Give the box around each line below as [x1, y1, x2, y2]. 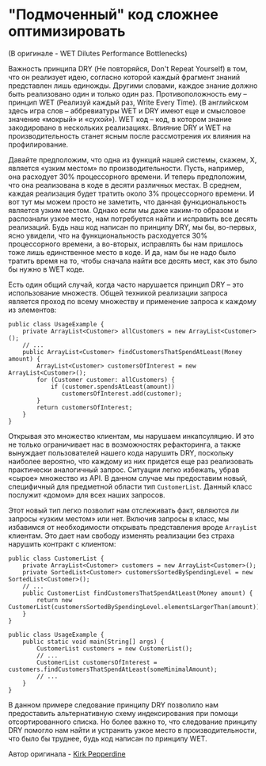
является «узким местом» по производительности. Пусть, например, [8, 163, 245, 173]
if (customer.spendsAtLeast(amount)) [50, 383, 176, 391]
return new [36, 596, 73, 604]
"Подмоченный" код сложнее [8, 6, 219, 24]
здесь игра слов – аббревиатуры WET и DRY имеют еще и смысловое [8, 105, 246, 116]
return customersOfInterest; [36, 403, 133, 411]
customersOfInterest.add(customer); [61, 390, 182, 398]
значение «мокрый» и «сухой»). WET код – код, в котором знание [8, 114, 232, 124]
